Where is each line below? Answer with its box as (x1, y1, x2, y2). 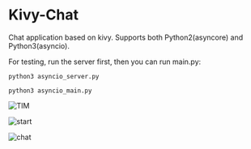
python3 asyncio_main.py (8, 87, 92, 95)
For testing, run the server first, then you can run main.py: (8, 57, 202, 66)
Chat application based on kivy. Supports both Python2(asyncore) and (8, 32, 244, 42)
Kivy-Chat (8, 6, 79, 24)
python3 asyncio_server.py (8, 72, 100, 80)
